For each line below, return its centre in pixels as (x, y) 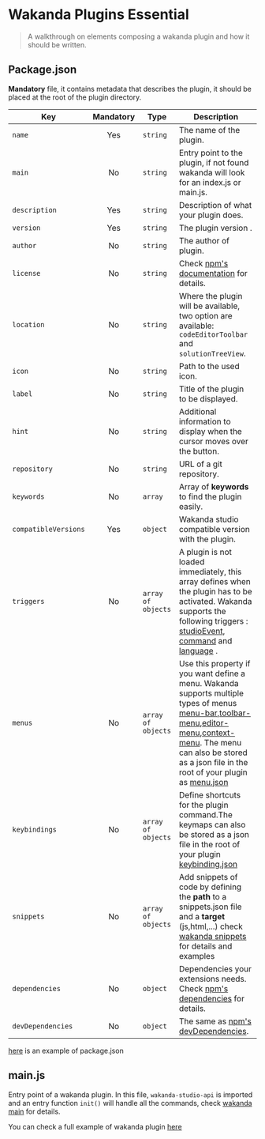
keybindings (35, 829)
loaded (192, 561)
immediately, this (210, 571)
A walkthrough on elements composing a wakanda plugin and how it (138, 36)
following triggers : (213, 620)
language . (198, 651)
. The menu (221, 742)
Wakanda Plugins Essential (99, 15)
